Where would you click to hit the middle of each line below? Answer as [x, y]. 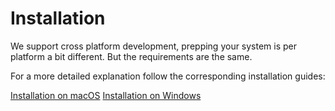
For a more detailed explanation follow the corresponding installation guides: [168, 76]
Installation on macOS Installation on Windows [106, 95]
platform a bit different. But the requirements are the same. [131, 56]
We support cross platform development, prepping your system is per [154, 46]
